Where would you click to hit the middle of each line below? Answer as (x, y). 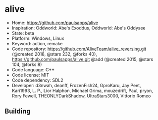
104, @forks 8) (27, 64)
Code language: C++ (33, 69)
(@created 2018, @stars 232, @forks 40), (54, 54)
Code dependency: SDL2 (37, 80)
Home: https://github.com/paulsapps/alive (55, 23)
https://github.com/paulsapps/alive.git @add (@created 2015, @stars (82, 59)
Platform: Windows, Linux (38, 38)
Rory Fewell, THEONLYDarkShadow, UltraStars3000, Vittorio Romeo (81, 96)
